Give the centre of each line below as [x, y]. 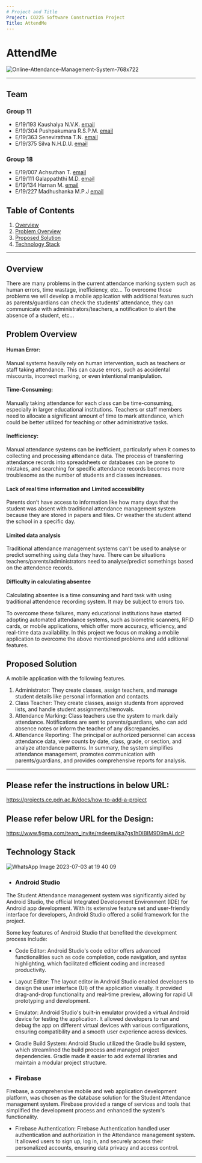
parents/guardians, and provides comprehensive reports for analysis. [100, 760]
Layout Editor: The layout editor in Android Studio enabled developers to [104, 982]
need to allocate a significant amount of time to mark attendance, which [95, 416]
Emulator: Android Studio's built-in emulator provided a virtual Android [102, 1012]
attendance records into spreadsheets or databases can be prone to [91, 462]
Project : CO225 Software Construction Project [66, 17]
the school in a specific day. [41, 521]
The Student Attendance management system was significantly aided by [96, 895]
